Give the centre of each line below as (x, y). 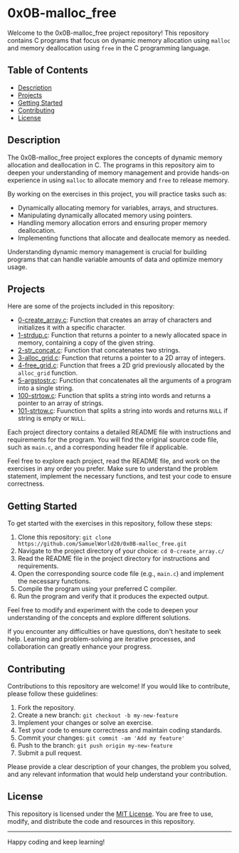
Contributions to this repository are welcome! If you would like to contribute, (119, 686)
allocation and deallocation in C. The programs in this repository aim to (111, 164)
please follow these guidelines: (53, 694)
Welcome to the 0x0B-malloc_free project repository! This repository (108, 33)
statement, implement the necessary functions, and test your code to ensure (119, 476)
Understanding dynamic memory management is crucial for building (107, 251)
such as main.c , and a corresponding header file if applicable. (98, 447)
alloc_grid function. (48, 373)
